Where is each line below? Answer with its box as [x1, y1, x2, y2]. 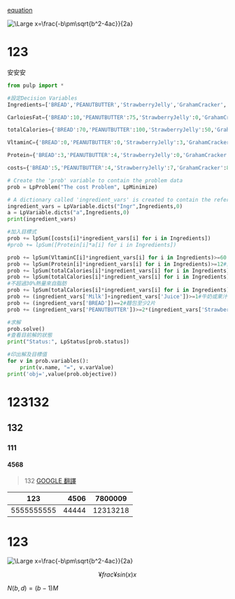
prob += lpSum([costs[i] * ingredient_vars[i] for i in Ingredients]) [7, 235, 211, 242]
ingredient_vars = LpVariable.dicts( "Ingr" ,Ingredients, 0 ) [7, 202, 183, 209]
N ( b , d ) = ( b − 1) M [7, 584, 59, 593]
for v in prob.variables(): [7, 357, 90, 365]
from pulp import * [7, 82, 64, 89]
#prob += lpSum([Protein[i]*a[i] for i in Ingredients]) [7, 241, 177, 248]
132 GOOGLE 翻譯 [24, 476, 77, 486]
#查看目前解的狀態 [7, 332, 52, 339]
